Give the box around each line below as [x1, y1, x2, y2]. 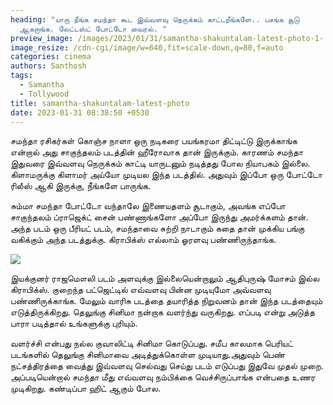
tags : [10, 71, 33, 81]
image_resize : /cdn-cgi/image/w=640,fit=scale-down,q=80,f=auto [10, 42, 284, 53]
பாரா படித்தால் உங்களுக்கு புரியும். [10, 317, 138, 330]
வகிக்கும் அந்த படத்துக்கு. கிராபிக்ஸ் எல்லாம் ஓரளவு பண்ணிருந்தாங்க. [10, 234, 277, 246]
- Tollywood [19, 89, 70, 99]
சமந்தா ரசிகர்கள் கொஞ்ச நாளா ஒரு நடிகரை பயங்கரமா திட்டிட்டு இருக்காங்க [10, 135, 298, 147]
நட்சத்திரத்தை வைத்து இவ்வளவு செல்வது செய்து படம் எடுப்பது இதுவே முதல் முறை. [10, 360, 324, 372]
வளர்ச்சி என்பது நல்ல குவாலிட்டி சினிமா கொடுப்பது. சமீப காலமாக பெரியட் [10, 337, 294, 350]
